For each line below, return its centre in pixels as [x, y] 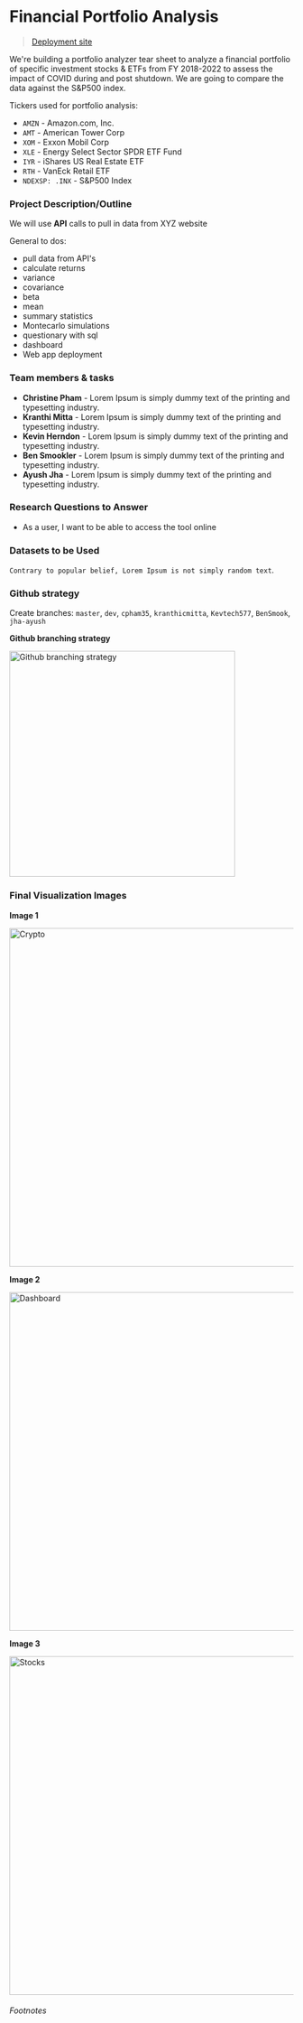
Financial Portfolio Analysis [114, 17]
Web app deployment [62, 355]
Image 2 [25, 1279]
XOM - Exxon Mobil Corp [66, 142]
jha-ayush [28, 622]
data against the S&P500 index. [68, 88]
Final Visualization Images [69, 896]
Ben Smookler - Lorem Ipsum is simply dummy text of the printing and [153, 455]
